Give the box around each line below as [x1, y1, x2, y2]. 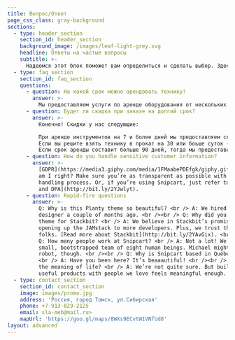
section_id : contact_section [20, 283, 105, 290]
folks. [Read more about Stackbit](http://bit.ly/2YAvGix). [38, 231, 218, 238]
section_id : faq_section [20, 75, 92, 83]
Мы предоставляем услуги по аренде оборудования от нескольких [38, 101, 227, 108]
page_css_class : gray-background [7, 17, 105, 24]
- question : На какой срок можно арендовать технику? [25, 88, 187, 95]
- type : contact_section [13, 276, 86, 283]
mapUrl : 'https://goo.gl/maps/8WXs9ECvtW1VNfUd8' [20, 316, 168, 323]
